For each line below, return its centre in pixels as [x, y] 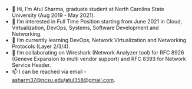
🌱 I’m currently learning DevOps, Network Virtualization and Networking [99, 40]
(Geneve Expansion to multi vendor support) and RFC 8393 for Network [99, 59]
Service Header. [31, 65]
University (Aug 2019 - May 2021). [53, 15]
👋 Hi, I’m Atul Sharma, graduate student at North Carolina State [88, 9]
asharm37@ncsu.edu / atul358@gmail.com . [64, 80]
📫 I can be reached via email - [49, 71]
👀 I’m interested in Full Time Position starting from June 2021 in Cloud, [97, 21]
